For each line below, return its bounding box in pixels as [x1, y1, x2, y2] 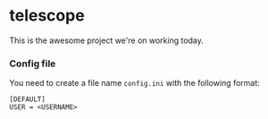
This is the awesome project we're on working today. [9, 35, 204, 46]
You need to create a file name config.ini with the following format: [9, 78, 261, 89]
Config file [9, 57, 56, 70]
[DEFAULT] [9, 95, 46, 104]
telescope [9, 5, 85, 26]
